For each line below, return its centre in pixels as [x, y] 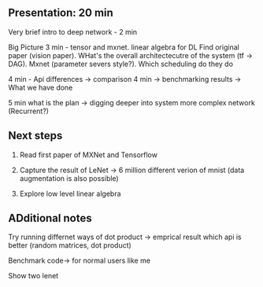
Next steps [35, 136]
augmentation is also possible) [69, 178]
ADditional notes [50, 218]
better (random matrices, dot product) [70, 245]
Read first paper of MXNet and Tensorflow [88, 155]
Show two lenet [33, 276]
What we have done [41, 87]
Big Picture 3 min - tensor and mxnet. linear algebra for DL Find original [124, 47]
